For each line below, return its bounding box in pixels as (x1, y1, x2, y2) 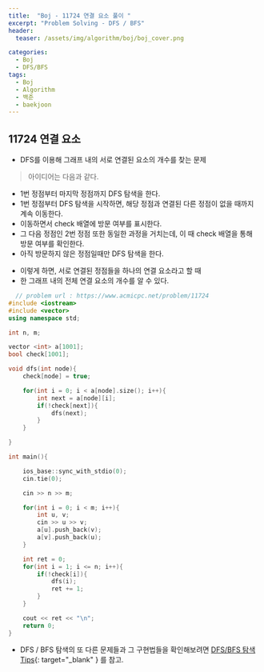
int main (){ (8, 453, 48, 461)
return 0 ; (22, 622, 56, 630)
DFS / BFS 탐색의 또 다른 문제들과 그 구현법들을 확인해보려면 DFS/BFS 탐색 (19, 645, 256, 654)
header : (8, 26, 34, 34)
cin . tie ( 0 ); (22, 474, 62, 482)
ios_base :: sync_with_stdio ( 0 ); (22, 467, 127, 475)
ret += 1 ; (50, 585, 84, 593)
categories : (8, 49, 48, 57)
